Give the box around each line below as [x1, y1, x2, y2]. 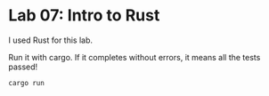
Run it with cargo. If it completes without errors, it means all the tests [8, 52, 261, 62]
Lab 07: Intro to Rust [8, 5, 160, 26]
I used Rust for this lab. [8, 35, 94, 45]
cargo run [8, 78, 45, 87]
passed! [8, 61, 38, 72]
